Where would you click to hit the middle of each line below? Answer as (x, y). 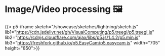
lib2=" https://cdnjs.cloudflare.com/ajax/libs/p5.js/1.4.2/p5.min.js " (73, 37)
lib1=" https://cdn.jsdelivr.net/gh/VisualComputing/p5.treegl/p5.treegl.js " (80, 32)
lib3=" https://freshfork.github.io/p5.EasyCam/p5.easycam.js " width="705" (82, 42)
